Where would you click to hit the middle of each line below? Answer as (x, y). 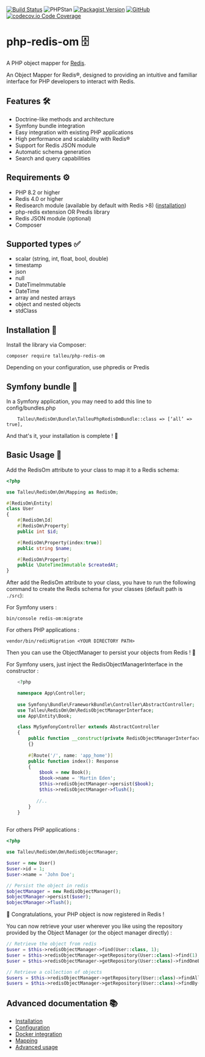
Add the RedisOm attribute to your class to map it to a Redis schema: (93, 470)
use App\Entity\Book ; (45, 716)
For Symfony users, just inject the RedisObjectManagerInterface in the (95, 664)
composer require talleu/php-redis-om (56, 356)
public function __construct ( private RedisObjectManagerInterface (114, 739)
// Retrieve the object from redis (52, 944)
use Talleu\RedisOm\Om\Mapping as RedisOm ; (63, 492)
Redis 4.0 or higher (39, 198)
